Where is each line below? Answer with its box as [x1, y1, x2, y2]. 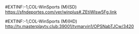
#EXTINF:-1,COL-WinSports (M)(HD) [5, 19, 78, 24]
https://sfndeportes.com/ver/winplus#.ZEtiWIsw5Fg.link [5, 9, 117, 15]
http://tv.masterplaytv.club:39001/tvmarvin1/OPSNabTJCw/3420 [5, 23, 134, 29]
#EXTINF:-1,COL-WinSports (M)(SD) [5, 4, 77, 10]
